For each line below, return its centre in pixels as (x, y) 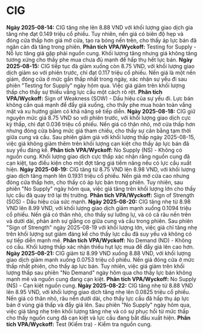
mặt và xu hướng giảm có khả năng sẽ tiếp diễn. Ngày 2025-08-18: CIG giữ (101, 111)
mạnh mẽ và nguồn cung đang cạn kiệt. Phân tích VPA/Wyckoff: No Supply (101, 279)
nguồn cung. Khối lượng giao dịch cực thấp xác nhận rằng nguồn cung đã (98, 156)
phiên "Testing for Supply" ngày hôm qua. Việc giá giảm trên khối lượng (96, 85)
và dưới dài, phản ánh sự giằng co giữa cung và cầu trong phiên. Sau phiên (100, 221)
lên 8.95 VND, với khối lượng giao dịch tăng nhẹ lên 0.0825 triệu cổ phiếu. (98, 291)
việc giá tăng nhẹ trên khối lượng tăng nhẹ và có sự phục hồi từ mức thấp (98, 311)
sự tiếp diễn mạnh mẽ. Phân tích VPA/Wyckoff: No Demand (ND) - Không (99, 240)
